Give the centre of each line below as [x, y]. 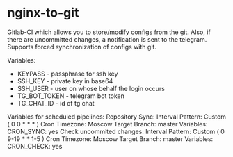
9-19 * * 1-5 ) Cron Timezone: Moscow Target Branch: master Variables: [110, 139]
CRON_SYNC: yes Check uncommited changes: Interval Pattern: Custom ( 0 [116, 131]
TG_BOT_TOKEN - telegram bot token [71, 96]
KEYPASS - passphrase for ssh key [67, 74]
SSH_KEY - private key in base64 [65, 81]
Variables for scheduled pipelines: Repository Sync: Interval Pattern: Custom [117, 117]
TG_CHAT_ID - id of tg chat [56, 103]
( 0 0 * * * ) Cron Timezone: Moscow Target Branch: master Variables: [107, 124]
